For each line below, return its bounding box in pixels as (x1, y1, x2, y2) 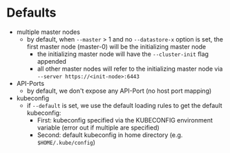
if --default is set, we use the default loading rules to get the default (26, 101, 222, 109)
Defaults (6, 5, 57, 21)
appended (37, 57, 67, 65)
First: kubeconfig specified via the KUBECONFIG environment (37, 116, 213, 124)
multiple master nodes (16, 28, 81, 36)
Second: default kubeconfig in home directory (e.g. (37, 130, 183, 139)
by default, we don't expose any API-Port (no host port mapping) (26, 87, 212, 95)
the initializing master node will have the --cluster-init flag (37, 50, 209, 58)
